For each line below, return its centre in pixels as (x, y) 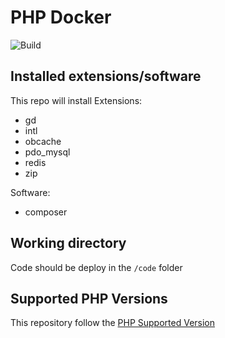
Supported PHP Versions (89, 298)
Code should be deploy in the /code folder (96, 267)
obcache (43, 141)
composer (46, 212)
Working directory (68, 243)
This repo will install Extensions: (76, 100)
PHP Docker (61, 17)
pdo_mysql (47, 152)
